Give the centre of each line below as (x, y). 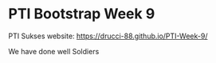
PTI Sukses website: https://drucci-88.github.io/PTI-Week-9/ (108, 36)
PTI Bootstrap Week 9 (82, 14)
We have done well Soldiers (54, 51)
